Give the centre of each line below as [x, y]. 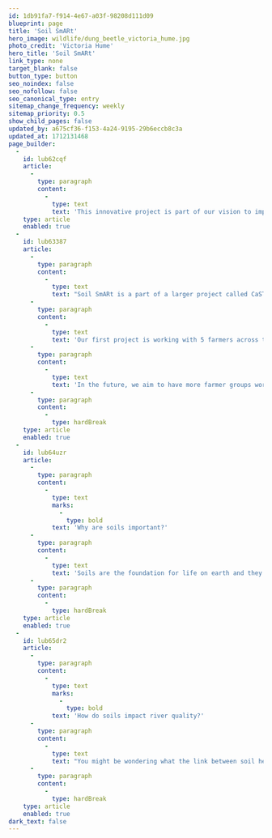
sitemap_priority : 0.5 [47, 114]
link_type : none [36, 62]
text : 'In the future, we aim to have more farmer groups [151, 385]
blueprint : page [36, 23]
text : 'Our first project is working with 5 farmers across [155, 340]
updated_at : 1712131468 [49, 136]
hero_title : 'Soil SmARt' [52, 53]
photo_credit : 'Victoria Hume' [61, 46]
